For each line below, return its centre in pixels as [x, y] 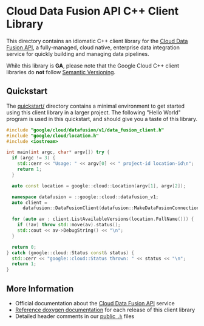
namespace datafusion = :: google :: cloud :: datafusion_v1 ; [85, 197]
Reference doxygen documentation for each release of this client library [105, 310]
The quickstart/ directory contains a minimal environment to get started [96, 106]
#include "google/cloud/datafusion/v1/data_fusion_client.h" [85, 130]
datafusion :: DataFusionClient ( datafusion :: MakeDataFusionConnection [111, 208]
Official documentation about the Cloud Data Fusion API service [95, 303]
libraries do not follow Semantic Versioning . [61, 72]
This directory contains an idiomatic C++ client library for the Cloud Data [97, 41]
